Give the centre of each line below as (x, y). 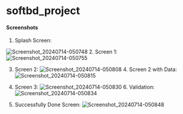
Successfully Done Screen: (48, 105)
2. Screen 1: (103, 52)
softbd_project (43, 11)
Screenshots (22, 27)
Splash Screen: (33, 41)
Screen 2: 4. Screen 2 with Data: (96, 69)
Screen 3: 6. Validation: (84, 87)
